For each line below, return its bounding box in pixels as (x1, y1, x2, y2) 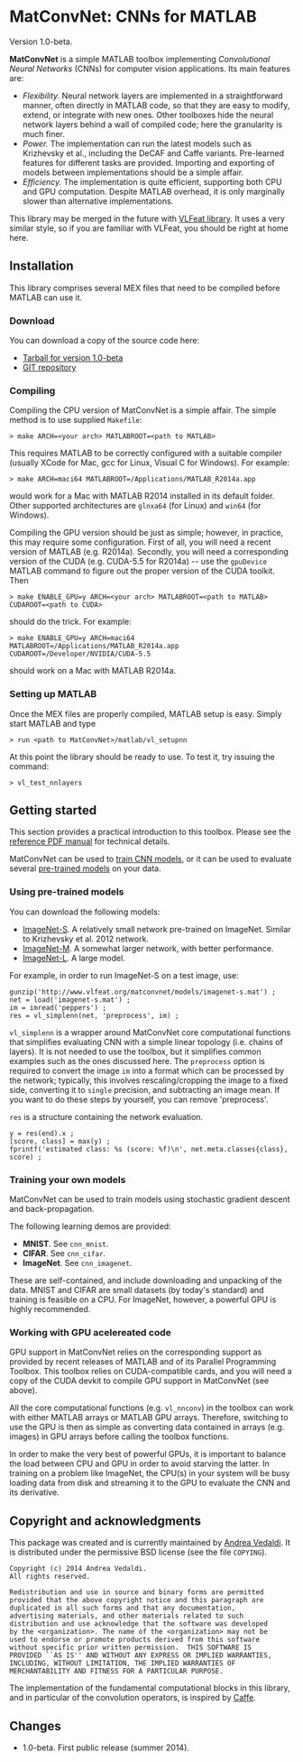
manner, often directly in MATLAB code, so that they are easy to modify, (22, 99, 290, 110)
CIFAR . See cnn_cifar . (22, 1248, 106, 1259)
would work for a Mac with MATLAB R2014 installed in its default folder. (9, 491, 275, 501)
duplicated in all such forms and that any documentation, (9, 1603, 236, 1613)
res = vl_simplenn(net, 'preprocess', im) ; (9, 1011, 179, 1020)
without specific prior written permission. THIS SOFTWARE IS (9, 1643, 252, 1652)
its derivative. (9, 1487, 60, 1498)
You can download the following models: (9, 906, 161, 917)
